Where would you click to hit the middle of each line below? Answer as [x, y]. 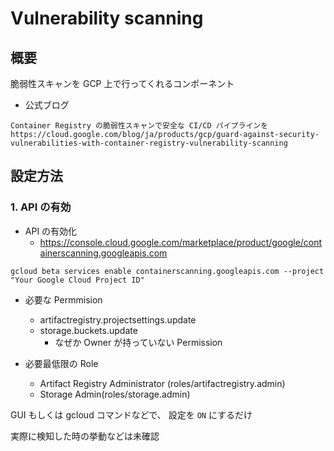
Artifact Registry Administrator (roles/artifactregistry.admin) [162, 383]
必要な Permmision [63, 299]
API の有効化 [51, 231]
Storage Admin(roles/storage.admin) [115, 394]
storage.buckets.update [88, 330]
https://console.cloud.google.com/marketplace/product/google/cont [181, 242]
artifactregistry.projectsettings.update [118, 319]
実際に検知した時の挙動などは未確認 [85, 436]
